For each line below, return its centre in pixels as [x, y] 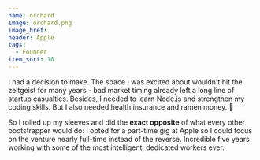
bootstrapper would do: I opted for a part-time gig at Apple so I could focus [130, 130]
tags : [17, 45]
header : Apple [32, 37]
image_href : [28, 30]
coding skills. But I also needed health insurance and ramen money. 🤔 [121, 106]
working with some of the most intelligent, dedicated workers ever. [116, 147]
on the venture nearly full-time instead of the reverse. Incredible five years [129, 139]
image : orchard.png [40, 23]
